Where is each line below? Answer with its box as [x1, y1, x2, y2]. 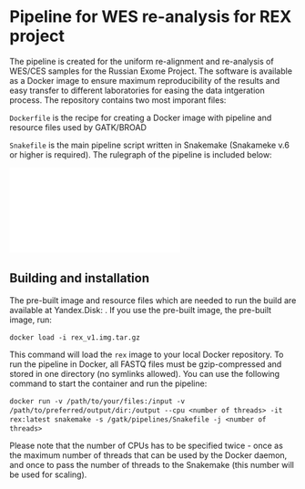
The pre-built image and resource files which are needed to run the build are [9, 294, 297, 306]
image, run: [9, 314, 53, 325]
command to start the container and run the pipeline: [9, 378, 208, 389]
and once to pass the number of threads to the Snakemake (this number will [9, 459, 294, 470]
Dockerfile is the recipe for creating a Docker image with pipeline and [9, 112, 272, 123]
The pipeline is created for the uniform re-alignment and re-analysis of [9, 56, 275, 66]
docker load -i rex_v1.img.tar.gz [9, 332, 141, 342]
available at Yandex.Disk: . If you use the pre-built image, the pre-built [9, 304, 271, 315]
